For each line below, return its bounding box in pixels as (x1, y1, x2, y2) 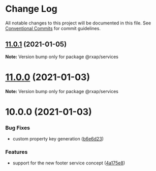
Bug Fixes (5, 124, 30, 131)
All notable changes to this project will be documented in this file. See (5, 20, 151, 26)
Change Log (5, 3, 57, 15)
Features (5, 149, 28, 156)
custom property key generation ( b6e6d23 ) (12, 136, 104, 142)
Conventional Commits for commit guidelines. (5, 25, 101, 31)
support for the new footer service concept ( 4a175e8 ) (12, 160, 126, 166)
